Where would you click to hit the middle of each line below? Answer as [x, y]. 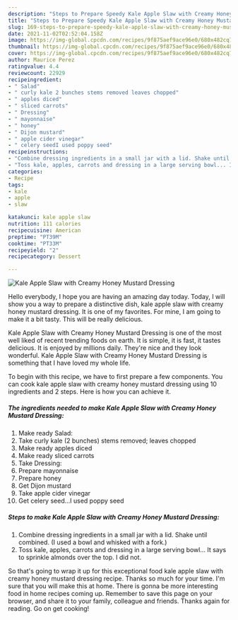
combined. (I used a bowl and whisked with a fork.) [93, 542]
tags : [16, 185]
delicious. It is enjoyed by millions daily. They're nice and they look [105, 348]
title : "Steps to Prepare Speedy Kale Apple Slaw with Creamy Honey [111, 21]
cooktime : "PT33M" [35, 244]
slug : [16, 27]
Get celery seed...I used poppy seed [71, 501]
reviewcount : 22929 [37, 73]
